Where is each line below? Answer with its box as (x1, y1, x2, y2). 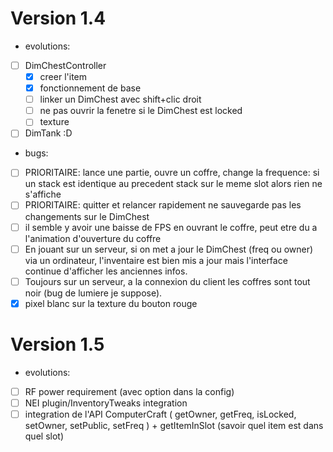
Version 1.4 (10, 7, 107, 30)
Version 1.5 (10, 333, 105, 356)
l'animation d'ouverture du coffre (24, 232, 162, 244)
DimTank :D (24, 127, 73, 139)
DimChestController (24, 59, 107, 71)
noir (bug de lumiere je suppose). (24, 287, 163, 299)
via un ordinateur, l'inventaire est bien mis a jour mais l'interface (24, 254, 288, 266)
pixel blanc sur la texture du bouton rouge (24, 297, 198, 309)
